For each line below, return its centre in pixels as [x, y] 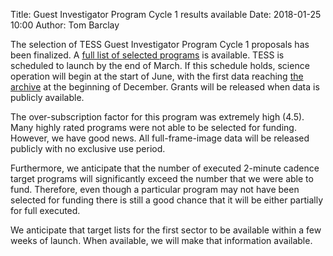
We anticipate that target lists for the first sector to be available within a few [166, 230]
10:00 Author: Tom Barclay [65, 25]
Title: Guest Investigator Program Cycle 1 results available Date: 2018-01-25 [166, 14]
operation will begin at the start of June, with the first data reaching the [157, 76]
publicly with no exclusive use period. [88, 148]
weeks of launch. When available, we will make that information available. [161, 240]
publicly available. [47, 97]
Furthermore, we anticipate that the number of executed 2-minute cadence [165, 168]
